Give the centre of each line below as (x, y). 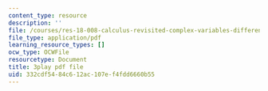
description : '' (35, 23)
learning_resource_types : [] (57, 45)
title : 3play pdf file (46, 67)
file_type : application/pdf (55, 38)
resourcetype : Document (48, 60)
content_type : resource (48, 15)
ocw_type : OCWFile (39, 52)
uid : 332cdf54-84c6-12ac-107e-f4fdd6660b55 (82, 74)
